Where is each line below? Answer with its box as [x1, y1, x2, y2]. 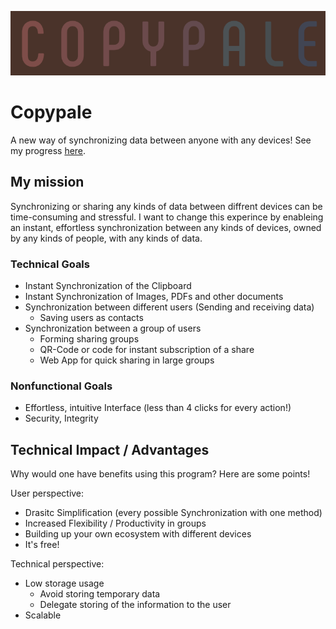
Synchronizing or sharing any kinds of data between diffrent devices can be [10, 200, 323, 212]
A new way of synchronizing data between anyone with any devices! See [10, 134, 312, 146]
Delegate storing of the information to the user [39, 599, 232, 611]
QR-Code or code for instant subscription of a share [39, 343, 255, 355]
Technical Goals [10, 257, 90, 271]
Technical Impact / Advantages [10, 441, 210, 458]
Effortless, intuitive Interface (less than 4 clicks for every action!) [24, 402, 292, 414]
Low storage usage [24, 577, 105, 590]
